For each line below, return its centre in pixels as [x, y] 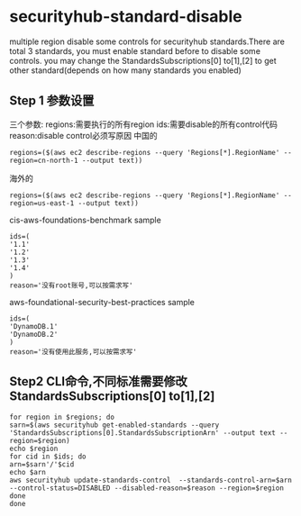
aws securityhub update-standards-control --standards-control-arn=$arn [151, 480]
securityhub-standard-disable [126, 17]
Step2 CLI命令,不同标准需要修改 [98, 381]
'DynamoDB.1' [34, 326]
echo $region [34, 448]
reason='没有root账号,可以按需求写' [71, 285]
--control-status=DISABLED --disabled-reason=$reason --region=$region [146, 488]
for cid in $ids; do [48, 457]
